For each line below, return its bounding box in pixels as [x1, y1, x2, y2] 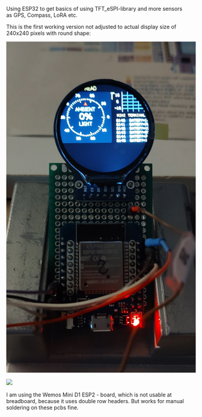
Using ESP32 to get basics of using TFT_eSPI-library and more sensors [6, 5, 183, 12]
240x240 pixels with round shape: [6, 30, 91, 37]
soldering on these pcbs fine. [6, 404, 79, 412]
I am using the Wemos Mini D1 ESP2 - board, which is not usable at [6, 391, 173, 398]
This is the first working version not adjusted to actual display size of [6, 24, 177, 30]
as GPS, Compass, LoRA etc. [6, 11, 78, 19]
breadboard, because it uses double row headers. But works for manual [6, 398, 185, 405]
